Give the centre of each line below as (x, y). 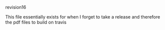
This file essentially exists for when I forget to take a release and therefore (83, 17)
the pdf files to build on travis (36, 22)
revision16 (16, 7)
